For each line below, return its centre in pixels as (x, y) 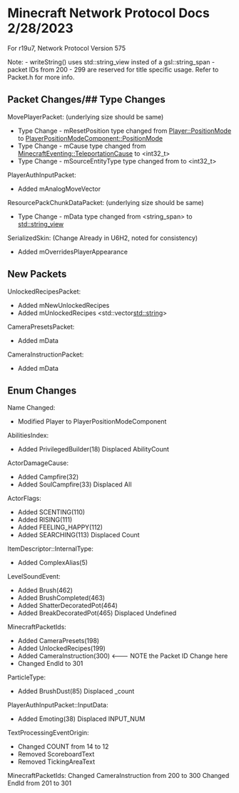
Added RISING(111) (45, 520)
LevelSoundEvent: (34, 577)
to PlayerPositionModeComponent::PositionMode (90, 138)
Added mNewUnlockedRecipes (63, 305)
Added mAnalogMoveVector (59, 189)
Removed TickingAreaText (56, 762)
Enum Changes (42, 390)
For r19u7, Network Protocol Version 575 (67, 48)
